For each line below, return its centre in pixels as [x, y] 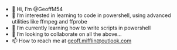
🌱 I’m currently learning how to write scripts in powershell [81, 28]
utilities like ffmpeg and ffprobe [50, 21]
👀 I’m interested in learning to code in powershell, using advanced [91, 15]
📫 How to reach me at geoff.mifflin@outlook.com [72, 41]
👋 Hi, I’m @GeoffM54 [37, 9]
